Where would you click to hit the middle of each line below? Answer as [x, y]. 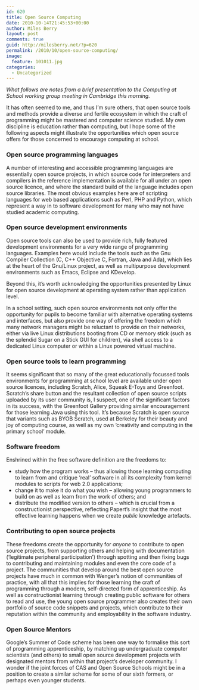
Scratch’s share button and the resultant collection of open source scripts [96, 394]
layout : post [22, 34]
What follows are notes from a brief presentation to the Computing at [91, 89]
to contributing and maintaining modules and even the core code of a [91, 563]
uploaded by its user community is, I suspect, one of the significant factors [98, 400]
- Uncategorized [32, 73]
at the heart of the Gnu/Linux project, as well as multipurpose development [98, 265]
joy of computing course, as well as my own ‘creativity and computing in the [99, 425]
